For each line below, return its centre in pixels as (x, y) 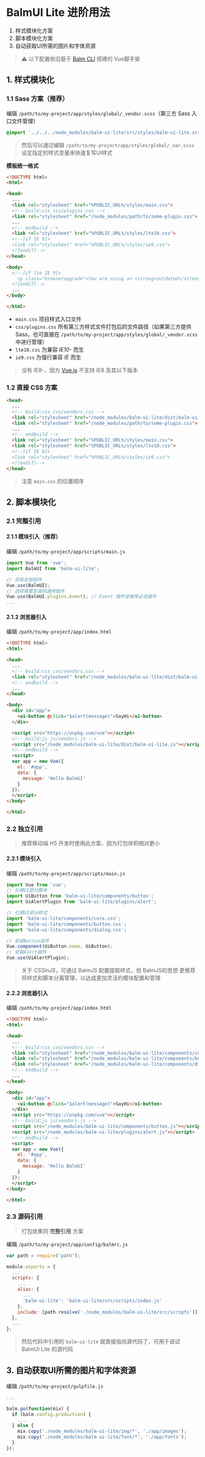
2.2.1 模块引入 (24, 858)
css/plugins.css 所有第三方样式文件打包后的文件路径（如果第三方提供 (103, 327)
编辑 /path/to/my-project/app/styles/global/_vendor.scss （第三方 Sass (98, 113)
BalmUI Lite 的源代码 (47, 1349)
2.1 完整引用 (24, 521)
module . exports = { (31, 1267)
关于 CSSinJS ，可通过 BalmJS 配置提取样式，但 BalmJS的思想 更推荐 (108, 971)
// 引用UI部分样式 (27, 913)
